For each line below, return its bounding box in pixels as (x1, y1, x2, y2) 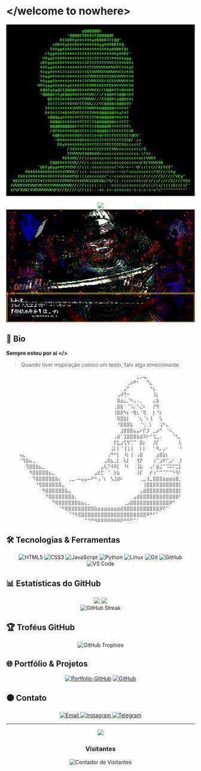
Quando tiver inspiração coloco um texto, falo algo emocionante (20, 361, 179, 369)
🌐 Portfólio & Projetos (6, 659, 89, 669)
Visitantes (85, 745, 116, 753)
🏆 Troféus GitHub (6, 623, 75, 633)
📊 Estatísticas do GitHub (6, 578, 101, 588)
